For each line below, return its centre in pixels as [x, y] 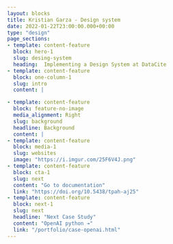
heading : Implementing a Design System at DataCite [90, 64]
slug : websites [35, 154]
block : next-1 [33, 204]
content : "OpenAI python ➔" [53, 223]
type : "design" [29, 33]
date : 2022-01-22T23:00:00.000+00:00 [61, 26]
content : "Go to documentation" [59, 185]
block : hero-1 [33, 52]
